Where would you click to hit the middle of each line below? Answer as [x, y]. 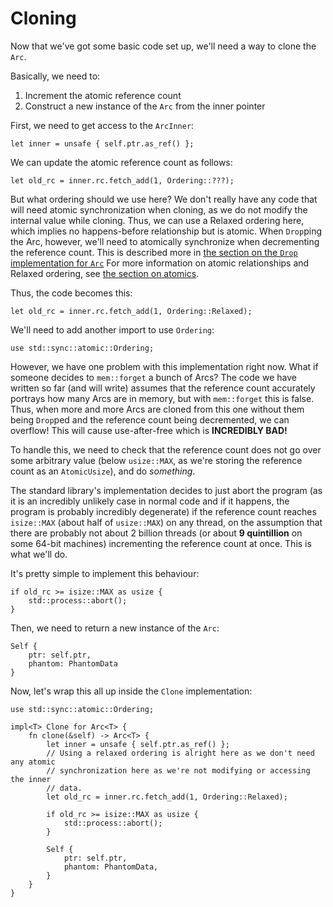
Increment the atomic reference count [103, 95]
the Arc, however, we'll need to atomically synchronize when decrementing [165, 241]
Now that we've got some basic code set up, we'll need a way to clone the [163, 46]
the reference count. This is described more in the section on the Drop [154, 252]
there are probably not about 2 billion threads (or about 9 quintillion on [156, 533]
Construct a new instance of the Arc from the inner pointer [145, 106]
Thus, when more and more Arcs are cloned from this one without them [157, 409]
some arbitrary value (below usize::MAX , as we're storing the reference [156, 460]
